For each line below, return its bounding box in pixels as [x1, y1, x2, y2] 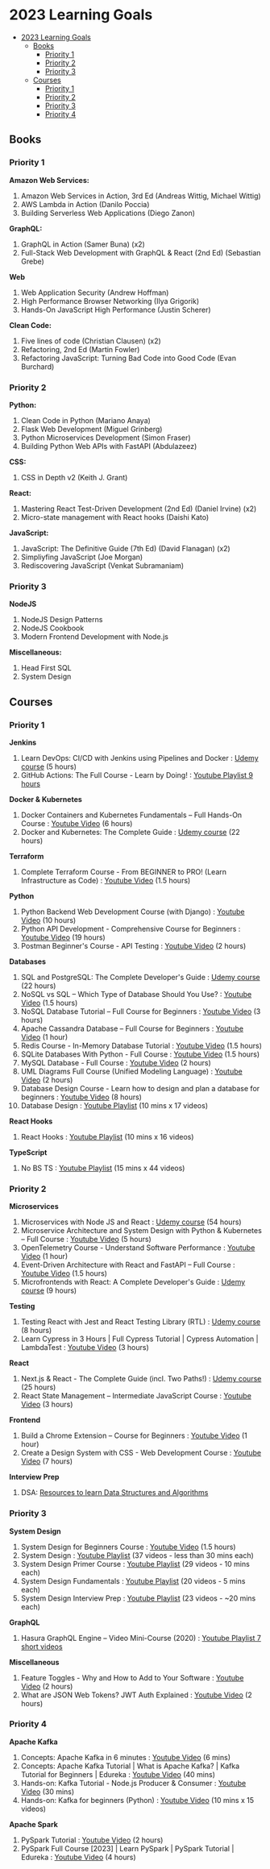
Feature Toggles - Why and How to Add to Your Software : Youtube [20, 1672, 244, 1682]
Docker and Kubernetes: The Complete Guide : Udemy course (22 [20, 827, 240, 837]
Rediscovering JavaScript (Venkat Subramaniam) [20, 560, 185, 570]
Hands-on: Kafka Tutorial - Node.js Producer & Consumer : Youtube [20, 1778, 247, 1788]
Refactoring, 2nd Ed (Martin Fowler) [20, 344, 140, 354]
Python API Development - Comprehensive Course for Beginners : [20, 924, 241, 933]
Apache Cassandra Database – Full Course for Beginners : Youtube [20, 1024, 244, 1033]
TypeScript [9, 1147, 48, 1157]
